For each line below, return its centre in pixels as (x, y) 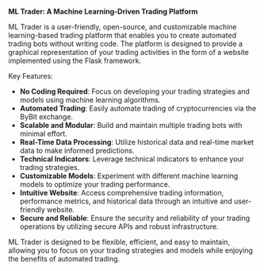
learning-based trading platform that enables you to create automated (122, 35)
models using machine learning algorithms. (90, 100)
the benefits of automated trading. (64, 259)
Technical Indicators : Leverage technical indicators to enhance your (132, 159)
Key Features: (31, 76)
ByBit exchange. (46, 117)
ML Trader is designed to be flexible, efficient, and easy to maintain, (119, 242)
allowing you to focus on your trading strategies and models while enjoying (131, 250)
